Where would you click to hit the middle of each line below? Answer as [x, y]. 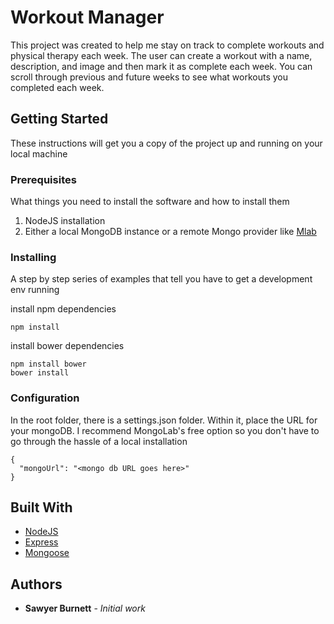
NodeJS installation [65, 221]
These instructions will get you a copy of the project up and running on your [166, 143]
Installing [33, 257]
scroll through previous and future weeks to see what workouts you [149, 77]
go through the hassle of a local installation [99, 441]
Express [41, 542]
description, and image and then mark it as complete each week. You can [161, 66]
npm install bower [48, 364]
